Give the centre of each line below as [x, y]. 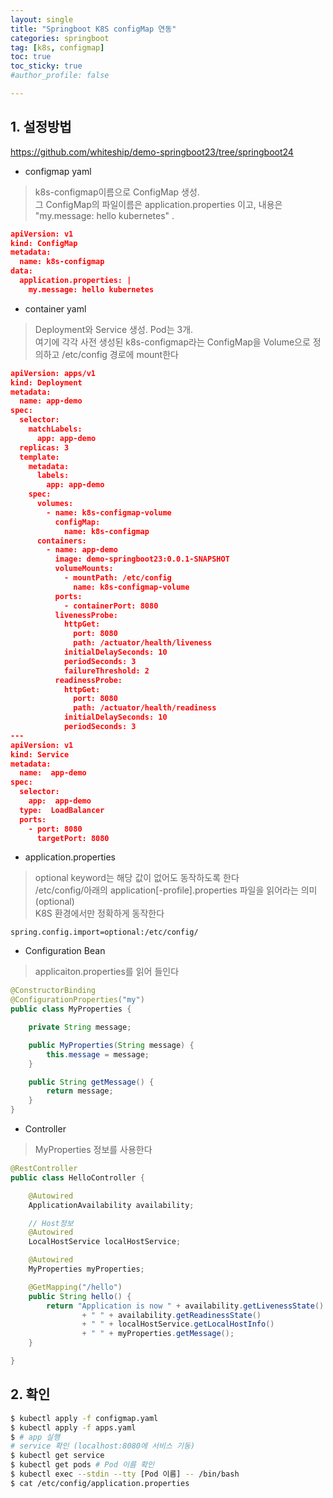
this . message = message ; [98, 1054]
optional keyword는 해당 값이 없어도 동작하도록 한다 [137, 878]
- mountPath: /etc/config [117, 578]
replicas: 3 [44, 447]
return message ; [80, 1091]
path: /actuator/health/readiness [145, 708]
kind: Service [40, 754]
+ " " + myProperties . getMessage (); [158, 1334]
